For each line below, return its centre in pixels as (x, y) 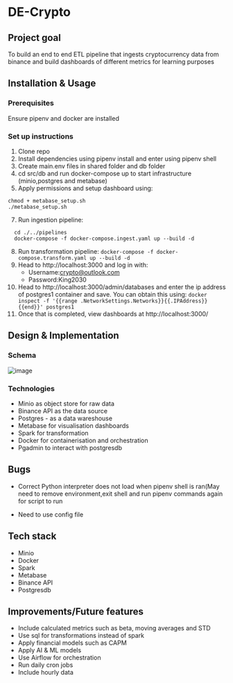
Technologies (31, 388)
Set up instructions (41, 136)
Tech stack (32, 536)
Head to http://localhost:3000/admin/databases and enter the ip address (122, 287)
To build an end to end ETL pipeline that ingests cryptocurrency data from (113, 54)
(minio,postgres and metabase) (63, 180)
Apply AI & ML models (50, 650)
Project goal (34, 38)
